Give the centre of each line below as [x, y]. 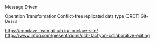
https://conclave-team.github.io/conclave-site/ [51, 30]
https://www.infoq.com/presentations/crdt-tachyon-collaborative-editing [77, 36]
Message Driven [21, 7]
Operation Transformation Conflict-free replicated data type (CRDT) [72, 16]
